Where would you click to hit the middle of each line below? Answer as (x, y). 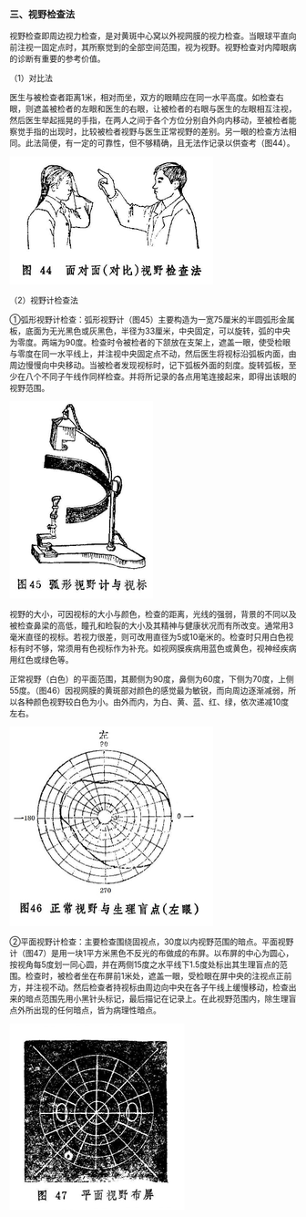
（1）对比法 (31, 78)
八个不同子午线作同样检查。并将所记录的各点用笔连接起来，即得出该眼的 (161, 376)
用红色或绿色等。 (41, 659)
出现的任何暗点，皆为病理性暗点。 (97, 1010)
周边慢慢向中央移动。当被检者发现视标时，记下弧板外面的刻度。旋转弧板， (149, 365)
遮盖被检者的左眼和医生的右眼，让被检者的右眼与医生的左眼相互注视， (165, 109)
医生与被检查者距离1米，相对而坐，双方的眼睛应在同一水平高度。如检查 (143, 98)
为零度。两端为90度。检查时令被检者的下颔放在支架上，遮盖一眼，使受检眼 (150, 342)
